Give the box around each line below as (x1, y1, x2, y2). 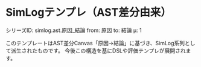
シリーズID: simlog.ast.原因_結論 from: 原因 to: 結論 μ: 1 (5, 27, 142, 34)
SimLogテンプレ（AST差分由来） (5, 5, 171, 19)
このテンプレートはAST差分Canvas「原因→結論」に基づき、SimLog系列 (5, 39, 185, 46)
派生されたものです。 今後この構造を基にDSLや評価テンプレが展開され (10, 46, 187, 54)
